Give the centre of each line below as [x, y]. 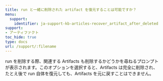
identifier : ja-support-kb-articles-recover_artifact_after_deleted [86, 23]
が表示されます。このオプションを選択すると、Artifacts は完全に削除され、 [81, 67]
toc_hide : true [21, 38]
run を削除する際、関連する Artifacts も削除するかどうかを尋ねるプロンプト [82, 61]
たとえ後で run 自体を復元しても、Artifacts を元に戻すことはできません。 [80, 73]
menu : [11, 14]
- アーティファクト [22, 33]
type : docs [16, 42]
